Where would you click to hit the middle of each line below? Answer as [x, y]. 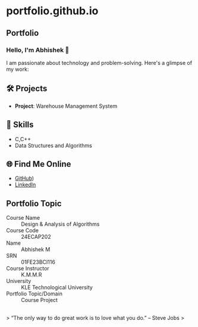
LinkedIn [25, 185]
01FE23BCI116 [38, 262]
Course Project [40, 300]
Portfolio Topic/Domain [34, 294]
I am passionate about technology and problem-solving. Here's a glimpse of [99, 63]
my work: [18, 69]
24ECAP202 [36, 237]
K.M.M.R [32, 275]
